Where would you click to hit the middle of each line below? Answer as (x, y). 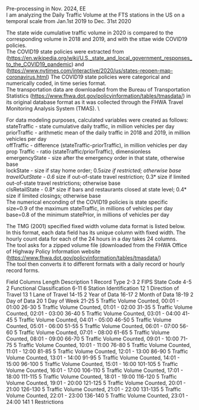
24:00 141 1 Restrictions (35, 402)
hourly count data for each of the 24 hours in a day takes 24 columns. (92, 239)
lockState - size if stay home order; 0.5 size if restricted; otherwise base (94, 171)
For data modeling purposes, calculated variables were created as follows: (97, 120)
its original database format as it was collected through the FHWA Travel (95, 102)
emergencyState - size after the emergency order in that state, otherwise (96, 158)
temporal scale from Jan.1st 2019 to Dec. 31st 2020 (69, 21)
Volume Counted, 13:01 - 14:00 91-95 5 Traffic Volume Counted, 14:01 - (93, 358)
